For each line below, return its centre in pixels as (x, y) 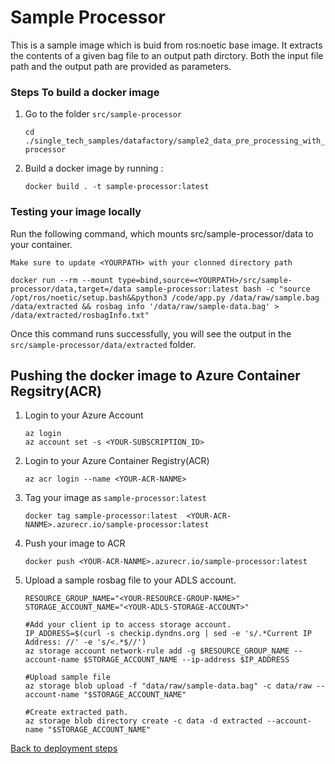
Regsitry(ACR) (56, 391)
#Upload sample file (67, 677)
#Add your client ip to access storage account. (128, 625)
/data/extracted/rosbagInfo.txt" (80, 315)
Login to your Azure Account (84, 415)
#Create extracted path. (76, 712)
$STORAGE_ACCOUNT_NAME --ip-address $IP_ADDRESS (186, 660)
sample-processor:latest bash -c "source (223, 289)
